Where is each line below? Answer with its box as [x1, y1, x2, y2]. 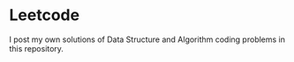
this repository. [9, 43, 64, 53]
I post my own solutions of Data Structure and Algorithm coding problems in [9, 34, 285, 45]
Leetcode [9, 5, 80, 25]
